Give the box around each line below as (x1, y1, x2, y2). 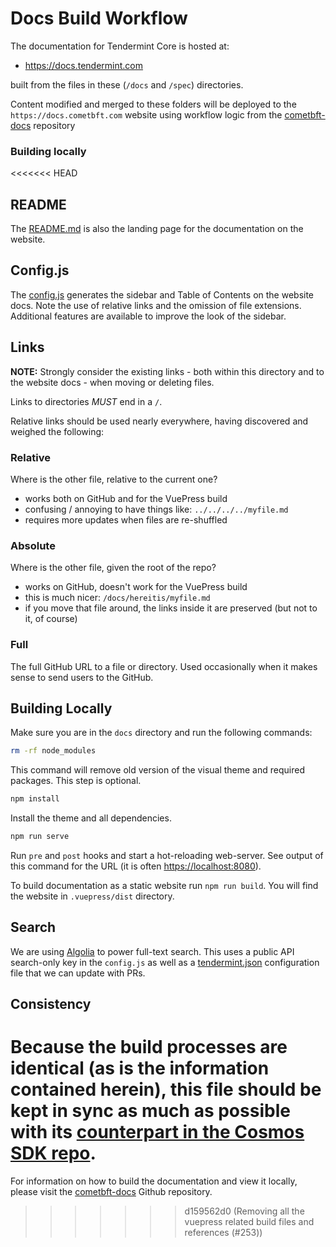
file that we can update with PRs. (10, 967, 146, 979)
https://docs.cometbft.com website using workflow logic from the (10, 108, 283, 121)
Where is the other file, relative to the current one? (10, 473, 218, 485)
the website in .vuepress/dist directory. (10, 890, 175, 902)
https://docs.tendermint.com (24, 59, 144, 71)
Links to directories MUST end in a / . (10, 395, 163, 407)
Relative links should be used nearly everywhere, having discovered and (10, 415, 309, 427)
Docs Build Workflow (10, 7, 188, 30)
